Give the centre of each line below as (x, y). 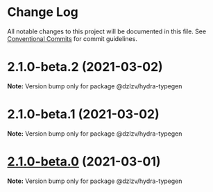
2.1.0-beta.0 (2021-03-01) (84, 161)
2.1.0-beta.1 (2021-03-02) (83, 114)
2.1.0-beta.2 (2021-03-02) (85, 67)
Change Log (43, 12)
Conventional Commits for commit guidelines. (72, 38)
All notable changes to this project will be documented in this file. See (107, 31)
